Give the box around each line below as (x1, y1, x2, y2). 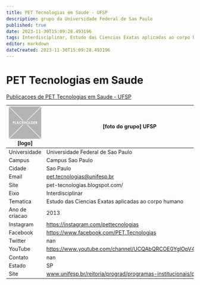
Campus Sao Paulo (46, 156, 93, 163)
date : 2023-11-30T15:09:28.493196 (6, 28, 92, 34)
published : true (6, 22, 46, 28)
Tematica (8, 198, 32, 205)
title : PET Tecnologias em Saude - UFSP (6, 9, 108, 15)
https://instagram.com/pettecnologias (46, 220, 139, 228)
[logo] (17, 140, 33, 147)
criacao (8, 213, 28, 220)
